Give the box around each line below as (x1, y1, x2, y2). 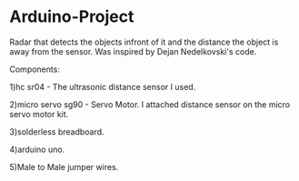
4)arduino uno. (9, 144, 65, 155)
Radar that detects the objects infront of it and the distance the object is (9, 36, 279, 47)
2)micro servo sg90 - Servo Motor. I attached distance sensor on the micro (9, 98, 291, 110)
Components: (9, 64, 61, 75)
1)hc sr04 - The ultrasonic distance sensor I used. (9, 81, 196, 92)
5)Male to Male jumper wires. (9, 161, 119, 172)
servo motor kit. (9, 108, 69, 119)
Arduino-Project (9, 6, 135, 27)
